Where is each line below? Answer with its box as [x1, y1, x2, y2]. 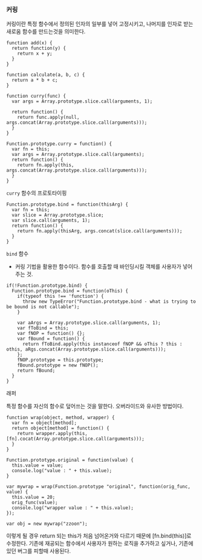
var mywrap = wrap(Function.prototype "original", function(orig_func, [6, 484, 191, 490]
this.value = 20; [11, 494, 56, 501]
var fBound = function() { [17, 336, 85, 342]
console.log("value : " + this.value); [11, 468, 112, 474]
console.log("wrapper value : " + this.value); [11, 505, 134, 511]
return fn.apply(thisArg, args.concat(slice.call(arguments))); [17, 228, 183, 234]
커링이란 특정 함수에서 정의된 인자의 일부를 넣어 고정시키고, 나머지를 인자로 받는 [6, 20, 194, 28]
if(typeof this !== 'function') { [17, 293, 104, 300]
